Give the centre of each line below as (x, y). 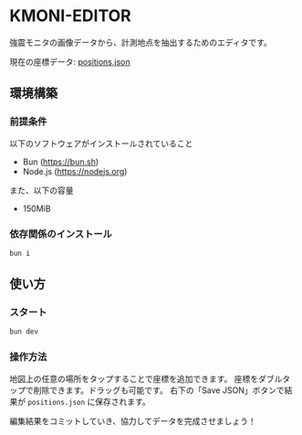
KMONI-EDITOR (70, 16)
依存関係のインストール (61, 234)
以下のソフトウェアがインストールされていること (101, 143)
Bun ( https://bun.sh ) (61, 162)
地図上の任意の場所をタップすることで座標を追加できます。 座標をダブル (146, 378)
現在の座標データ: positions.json (70, 61)
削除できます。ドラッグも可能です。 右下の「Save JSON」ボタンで (159, 390)
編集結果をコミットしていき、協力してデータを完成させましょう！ (133, 420)
